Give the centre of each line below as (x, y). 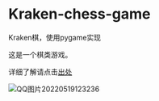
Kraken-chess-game (79, 14)
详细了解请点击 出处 (40, 72)
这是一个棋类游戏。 (40, 54)
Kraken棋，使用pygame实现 (55, 37)
